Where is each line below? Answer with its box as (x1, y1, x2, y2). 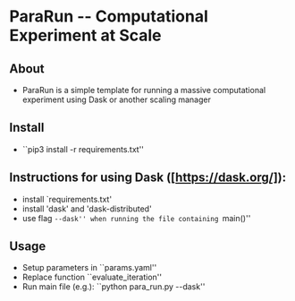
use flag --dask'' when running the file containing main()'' (21, 212, 251, 223)
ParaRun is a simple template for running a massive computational (21, 85, 266, 95)
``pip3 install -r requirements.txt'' (21, 143, 145, 154)
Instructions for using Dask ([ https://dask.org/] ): (9, 170, 287, 185)
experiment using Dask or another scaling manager (21, 94, 212, 105)
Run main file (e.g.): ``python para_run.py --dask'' (21, 281, 206, 292)
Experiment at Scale (9, 25, 162, 46)
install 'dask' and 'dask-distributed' (21, 203, 152, 214)
